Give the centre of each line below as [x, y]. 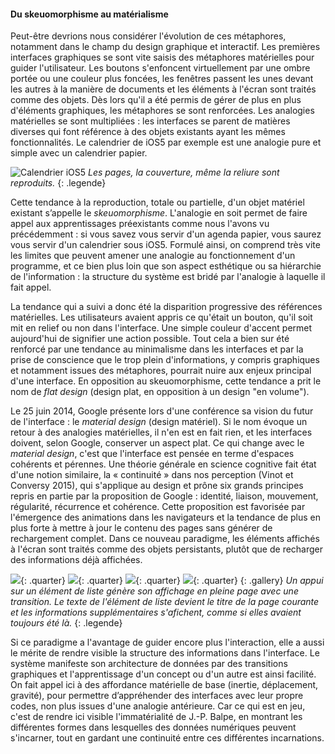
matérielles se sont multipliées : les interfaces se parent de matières [150, 121]
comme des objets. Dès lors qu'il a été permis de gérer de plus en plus [156, 100]
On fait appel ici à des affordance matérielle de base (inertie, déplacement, [164, 685]
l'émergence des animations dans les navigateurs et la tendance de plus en [166, 517]
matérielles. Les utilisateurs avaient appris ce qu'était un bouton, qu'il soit [161, 317]
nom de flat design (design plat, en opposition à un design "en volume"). [160, 392]
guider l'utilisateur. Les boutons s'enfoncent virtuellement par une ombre [160, 68]
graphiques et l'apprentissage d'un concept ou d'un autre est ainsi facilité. [163, 674]
